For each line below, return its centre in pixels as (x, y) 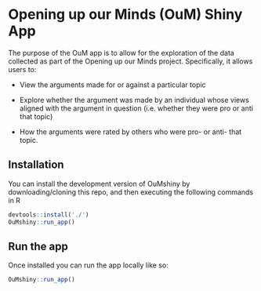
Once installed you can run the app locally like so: (88, 265)
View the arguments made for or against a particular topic (112, 85)
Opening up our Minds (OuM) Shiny (125, 15)
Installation (36, 165)
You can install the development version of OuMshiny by (99, 184)
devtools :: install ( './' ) (49, 215)
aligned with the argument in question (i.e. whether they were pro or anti (136, 108)
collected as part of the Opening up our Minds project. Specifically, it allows (130, 61)
